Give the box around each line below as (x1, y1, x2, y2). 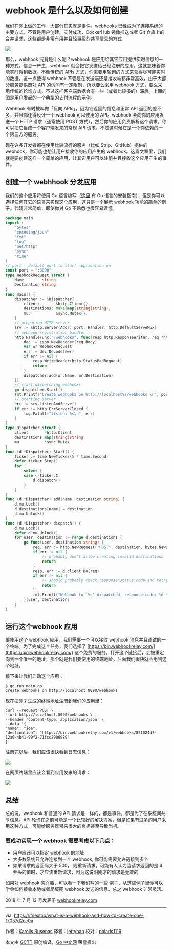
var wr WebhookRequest (24, 344, 72, 350)
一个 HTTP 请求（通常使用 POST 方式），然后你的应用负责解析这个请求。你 (9, 118, 167, 124)
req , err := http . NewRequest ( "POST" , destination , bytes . (32, 545, 159, 550)
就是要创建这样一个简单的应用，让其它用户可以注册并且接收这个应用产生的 (5, 154, 162, 161)
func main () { (5, 292, 36, 297)
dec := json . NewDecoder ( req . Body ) (24, 339, 97, 344)
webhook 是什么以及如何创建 (5, 5, 129, 16)
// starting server (14, 397, 56, 402)
